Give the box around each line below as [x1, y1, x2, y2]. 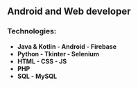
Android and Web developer [7, 6, 131, 17]
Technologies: [7, 26, 57, 36]
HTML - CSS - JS [17, 57, 67, 65]
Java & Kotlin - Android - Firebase [17, 42, 117, 51]
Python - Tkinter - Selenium [17, 49, 99, 58]
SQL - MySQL [17, 72, 58, 80]
